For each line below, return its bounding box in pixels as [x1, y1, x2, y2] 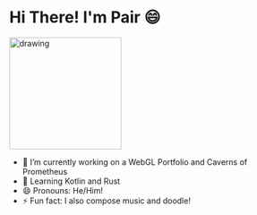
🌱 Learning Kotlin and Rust [21, 176, 121, 186]
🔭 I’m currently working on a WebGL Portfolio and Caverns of [21, 156, 248, 168]
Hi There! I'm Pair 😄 [9, 7, 161, 28]
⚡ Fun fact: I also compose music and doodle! [21, 195, 191, 206]
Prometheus [21, 166, 68, 176]
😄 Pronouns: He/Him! [21, 185, 103, 195]
